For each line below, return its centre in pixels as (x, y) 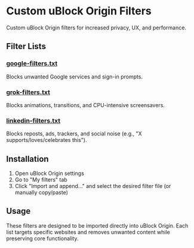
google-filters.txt (32, 63)
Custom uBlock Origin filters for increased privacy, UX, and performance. (96, 28)
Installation (27, 159)
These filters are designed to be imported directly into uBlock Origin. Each (97, 225)
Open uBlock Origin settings (50, 173)
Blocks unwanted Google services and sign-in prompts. (75, 77)
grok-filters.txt (28, 92)
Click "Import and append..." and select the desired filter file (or (93, 186)
